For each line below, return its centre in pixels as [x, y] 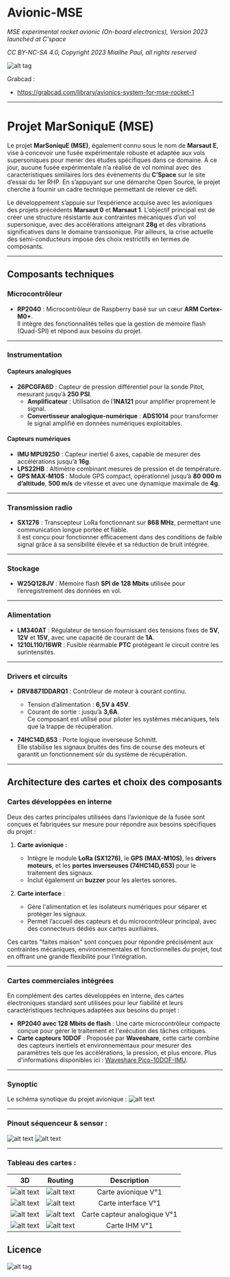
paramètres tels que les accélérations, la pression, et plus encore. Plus [117, 1053]
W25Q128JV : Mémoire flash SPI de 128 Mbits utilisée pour [101, 584]
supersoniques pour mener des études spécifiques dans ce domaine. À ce [112, 160]
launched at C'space [37, 38]
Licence [25, 1250]
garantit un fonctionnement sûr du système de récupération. [102, 754]
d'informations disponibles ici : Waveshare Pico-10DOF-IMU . [102, 1060]
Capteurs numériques [39, 439]
